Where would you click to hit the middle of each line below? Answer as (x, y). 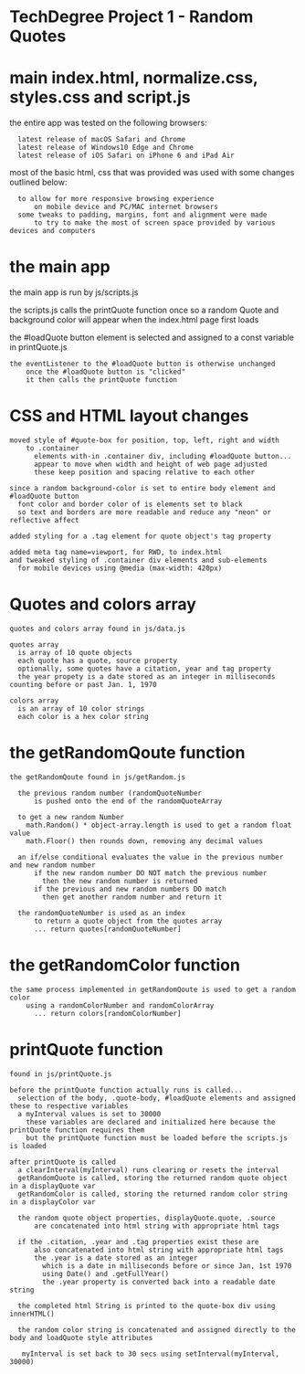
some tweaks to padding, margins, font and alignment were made (142, 215)
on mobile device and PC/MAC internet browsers (126, 207)
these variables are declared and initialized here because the (151, 1122)
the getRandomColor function (125, 965)
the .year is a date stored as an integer (116, 1258)
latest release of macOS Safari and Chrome (101, 140)
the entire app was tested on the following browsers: (108, 123)
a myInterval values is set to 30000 (89, 1114)
